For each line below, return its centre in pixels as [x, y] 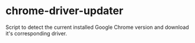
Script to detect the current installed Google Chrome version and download [97, 27]
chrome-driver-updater [65, 11]
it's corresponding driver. [36, 33]
